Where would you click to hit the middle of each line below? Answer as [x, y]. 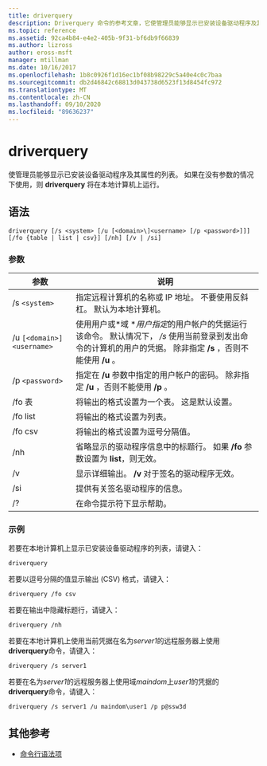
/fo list [24, 417]
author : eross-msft [41, 53]
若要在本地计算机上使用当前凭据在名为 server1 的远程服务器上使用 [114, 641]
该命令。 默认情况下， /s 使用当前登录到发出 [158, 336]
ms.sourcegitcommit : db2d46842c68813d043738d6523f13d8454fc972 [115, 82]
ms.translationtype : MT [48, 90]
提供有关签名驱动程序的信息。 [131, 489]
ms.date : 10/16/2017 [43, 68]
